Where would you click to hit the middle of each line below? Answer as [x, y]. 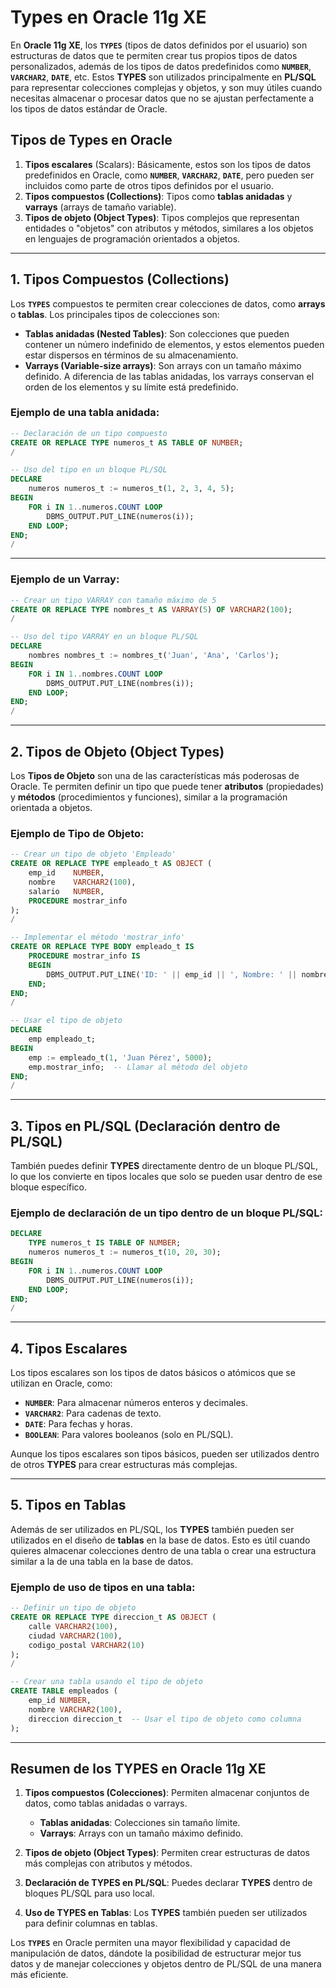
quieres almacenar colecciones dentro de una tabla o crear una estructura [163, 1550]
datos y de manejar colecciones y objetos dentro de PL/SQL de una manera [166, 1964]
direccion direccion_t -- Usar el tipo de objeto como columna [165, 1719]
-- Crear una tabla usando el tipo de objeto [106, 1682]
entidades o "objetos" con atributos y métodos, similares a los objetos [169, 228]
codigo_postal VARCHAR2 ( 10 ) [86, 1645]
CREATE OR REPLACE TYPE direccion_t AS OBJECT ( [113, 1617]
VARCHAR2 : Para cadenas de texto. [93, 1413]
